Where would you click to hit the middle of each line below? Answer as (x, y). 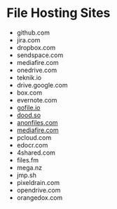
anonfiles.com (37, 122)
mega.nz (29, 167)
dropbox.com (36, 47)
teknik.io (29, 77)
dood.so (29, 115)
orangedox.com (40, 197)
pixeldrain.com (38, 182)
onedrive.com (37, 70)
